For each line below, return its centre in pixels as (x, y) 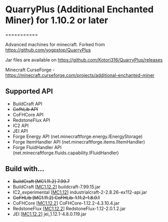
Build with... (25, 169)
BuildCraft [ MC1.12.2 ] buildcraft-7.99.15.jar (57, 187)
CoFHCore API (28, 114)
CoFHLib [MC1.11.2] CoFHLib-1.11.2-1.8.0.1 (56, 197)
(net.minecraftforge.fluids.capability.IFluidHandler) (66, 153)
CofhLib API (25, 109)
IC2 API (21, 125)
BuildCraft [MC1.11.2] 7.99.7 (41, 181)
